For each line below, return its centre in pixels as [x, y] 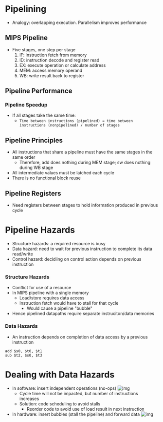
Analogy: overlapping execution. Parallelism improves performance [79, 22]
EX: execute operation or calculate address [63, 65]
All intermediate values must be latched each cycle [63, 173]
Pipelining [26, 9]
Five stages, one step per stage [44, 49]
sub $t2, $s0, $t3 [24, 355]
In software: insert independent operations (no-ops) [64, 388]
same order [24, 157]
